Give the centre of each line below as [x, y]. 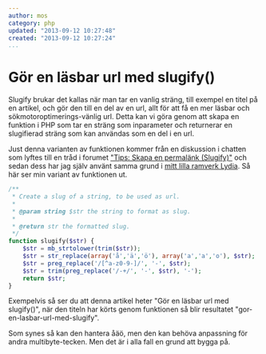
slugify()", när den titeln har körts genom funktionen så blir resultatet [121, 309]
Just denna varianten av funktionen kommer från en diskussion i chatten [127, 149]
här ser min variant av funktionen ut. [68, 175]
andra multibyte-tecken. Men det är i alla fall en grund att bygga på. [119, 342]
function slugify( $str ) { [51, 241]
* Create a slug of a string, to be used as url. [96, 197]
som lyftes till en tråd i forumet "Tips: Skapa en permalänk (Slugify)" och [128, 157]
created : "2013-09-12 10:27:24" [62, 38]
